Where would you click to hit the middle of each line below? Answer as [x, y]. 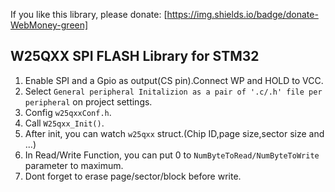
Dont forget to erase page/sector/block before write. [133, 176]
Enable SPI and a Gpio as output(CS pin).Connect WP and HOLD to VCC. [174, 80]
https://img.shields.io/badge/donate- [242, 14]
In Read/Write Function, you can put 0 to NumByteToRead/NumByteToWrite [172, 155]
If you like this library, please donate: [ [89, 14]
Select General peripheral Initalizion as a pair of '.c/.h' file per [173, 91]
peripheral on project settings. [88, 101]
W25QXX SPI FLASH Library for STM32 [135, 56]
